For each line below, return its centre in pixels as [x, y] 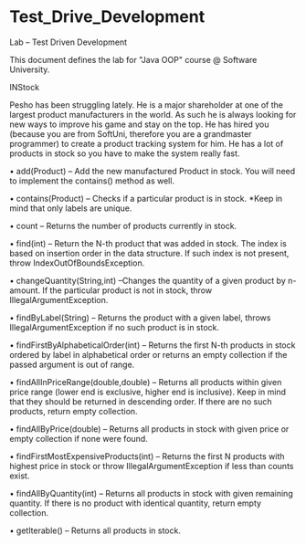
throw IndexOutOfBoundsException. [77, 263]
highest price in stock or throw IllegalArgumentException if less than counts [152, 466]
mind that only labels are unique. [71, 208]
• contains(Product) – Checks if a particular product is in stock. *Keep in [146, 198]
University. [30, 69]
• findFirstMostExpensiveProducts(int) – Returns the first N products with [147, 456]
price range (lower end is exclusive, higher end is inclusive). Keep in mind [148, 392]
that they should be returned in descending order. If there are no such [141, 401]
